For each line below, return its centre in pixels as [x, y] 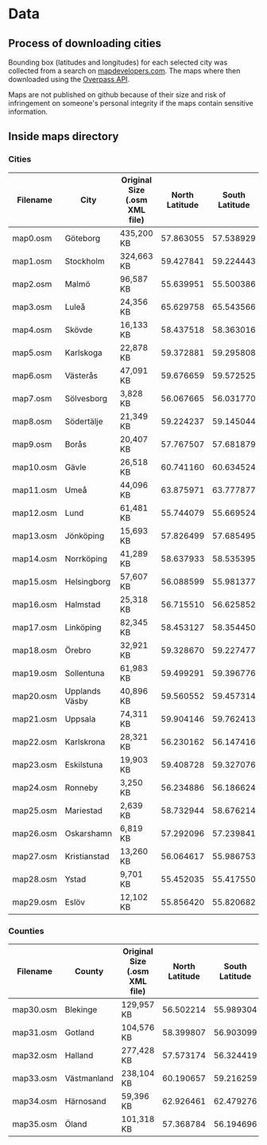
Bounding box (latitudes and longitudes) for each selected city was [118, 62]
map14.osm [35, 558]
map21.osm [35, 719]
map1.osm [32, 261]
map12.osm [35, 513]
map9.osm [32, 444]
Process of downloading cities [85, 43]
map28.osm [35, 879]
